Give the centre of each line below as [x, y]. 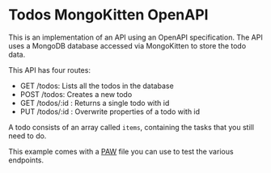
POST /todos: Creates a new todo [76, 94]
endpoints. [26, 160]
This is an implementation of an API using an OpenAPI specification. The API [135, 37]
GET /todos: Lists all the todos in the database [97, 86]
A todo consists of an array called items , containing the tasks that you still [131, 127]
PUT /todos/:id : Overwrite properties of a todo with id [110, 112]
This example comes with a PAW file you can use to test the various [121, 151]
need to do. [28, 136]
